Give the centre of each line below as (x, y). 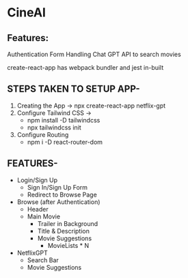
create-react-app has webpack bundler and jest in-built (85, 67)
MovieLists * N (68, 245)
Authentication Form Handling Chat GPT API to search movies (94, 54)
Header (38, 209)
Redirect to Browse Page (62, 194)
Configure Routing (43, 134)
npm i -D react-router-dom (65, 142)
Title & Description (64, 231)
